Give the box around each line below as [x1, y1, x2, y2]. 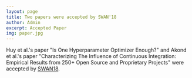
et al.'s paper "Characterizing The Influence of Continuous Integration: [6, 53, 176, 60]
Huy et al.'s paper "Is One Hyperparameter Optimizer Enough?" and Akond [6, 46, 187, 53]
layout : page [6, 8, 38, 15]
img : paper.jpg [6, 30, 43, 36]
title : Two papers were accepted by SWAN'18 [6, 14, 117, 20]
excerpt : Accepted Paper [6, 25, 67, 31]
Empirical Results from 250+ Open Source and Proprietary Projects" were [6, 59, 184, 66]
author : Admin [6, 19, 41, 25]
